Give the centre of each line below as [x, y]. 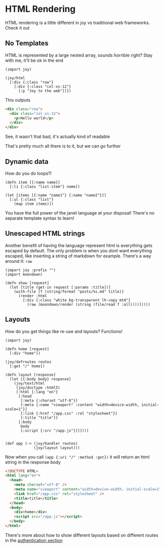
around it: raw [19, 261]
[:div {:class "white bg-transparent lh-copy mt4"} [77, 300]
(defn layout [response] [30, 375]
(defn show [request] [27, 283]
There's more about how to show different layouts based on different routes [82, 535]
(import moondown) [24, 274]
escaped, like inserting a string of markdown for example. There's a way [78, 256]
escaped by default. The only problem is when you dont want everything [79, 250]
